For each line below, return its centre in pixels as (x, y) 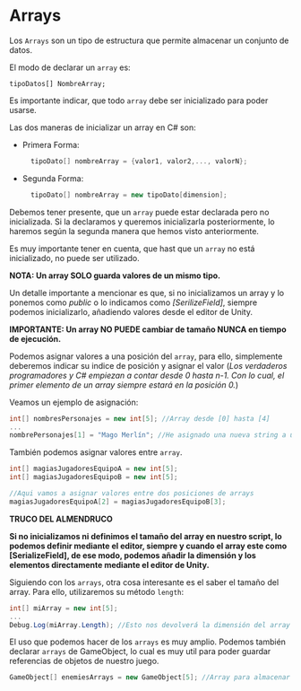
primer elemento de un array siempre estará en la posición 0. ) (124, 385)
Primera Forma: (51, 144)
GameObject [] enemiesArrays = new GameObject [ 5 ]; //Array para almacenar (150, 678)
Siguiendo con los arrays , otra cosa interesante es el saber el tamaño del (144, 582)
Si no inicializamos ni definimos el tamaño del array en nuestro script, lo (146, 536)
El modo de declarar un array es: (70, 67)
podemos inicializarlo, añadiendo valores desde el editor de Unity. (131, 311)
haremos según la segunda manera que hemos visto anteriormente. (134, 231)
